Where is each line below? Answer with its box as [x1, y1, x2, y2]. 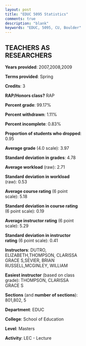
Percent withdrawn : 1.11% [5, 111, 57, 117]
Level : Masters [5, 325, 35, 331]
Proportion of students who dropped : [5, 130, 82, 136]
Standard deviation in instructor [5, 232, 71, 238]
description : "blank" [5, 21, 49, 26]
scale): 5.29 [5, 223, 29, 229]
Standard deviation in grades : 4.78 [5, 155, 76, 161]
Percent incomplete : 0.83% [5, 121, 62, 127]
